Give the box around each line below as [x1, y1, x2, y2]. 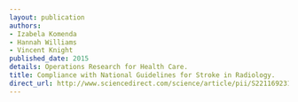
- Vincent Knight [9, 46, 74, 55]
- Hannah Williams [9, 37, 77, 47]
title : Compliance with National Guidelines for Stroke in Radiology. [9, 71, 276, 80]
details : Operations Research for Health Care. [9, 63, 189, 72]
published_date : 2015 [9, 54, 90, 63]
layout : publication [9, 12, 86, 22]
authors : [9, 21, 42, 30]
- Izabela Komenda [9, 29, 77, 38]
